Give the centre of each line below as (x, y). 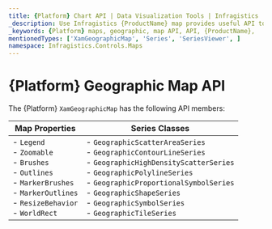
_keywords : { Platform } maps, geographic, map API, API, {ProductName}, (132, 31)
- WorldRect (35, 213)
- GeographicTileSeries (131, 213)
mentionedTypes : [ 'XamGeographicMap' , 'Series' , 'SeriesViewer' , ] (125, 38)
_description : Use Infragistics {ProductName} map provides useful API (132, 23)
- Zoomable (33, 152)
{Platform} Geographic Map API (117, 86)
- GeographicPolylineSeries (140, 172)
